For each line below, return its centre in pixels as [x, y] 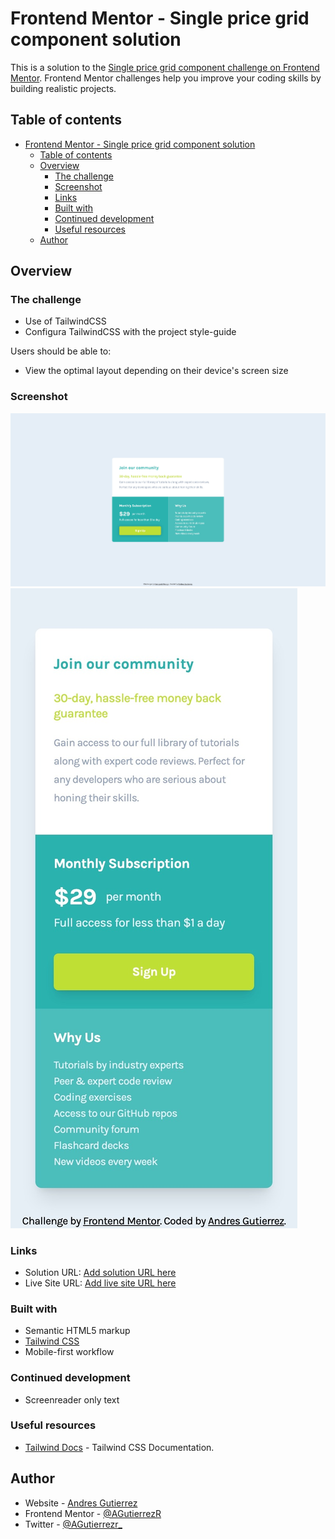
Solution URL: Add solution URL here [100, 1272]
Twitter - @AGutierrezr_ [73, 1524]
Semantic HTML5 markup [77, 1331]
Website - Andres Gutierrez [81, 1503]
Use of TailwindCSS [65, 321]
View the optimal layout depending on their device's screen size [156, 371]
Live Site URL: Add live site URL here [100, 1283]
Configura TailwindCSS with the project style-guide [130, 332]
